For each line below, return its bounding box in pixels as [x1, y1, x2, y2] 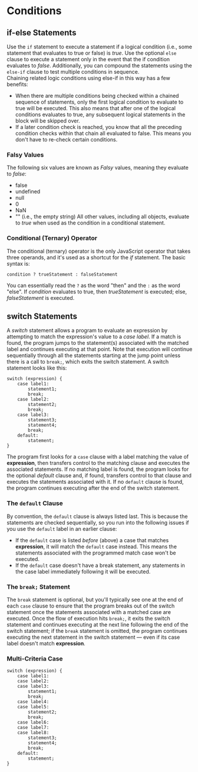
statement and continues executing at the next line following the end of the [6, 621, 189, 628]
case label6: [17, 720, 49, 725]
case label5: [17, 704, 49, 710]
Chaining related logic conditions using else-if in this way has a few [6, 75, 170, 81]
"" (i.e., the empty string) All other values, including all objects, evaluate [15, 213, 190, 220]
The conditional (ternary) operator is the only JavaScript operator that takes [6, 248, 191, 255]
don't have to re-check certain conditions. [15, 136, 118, 143]
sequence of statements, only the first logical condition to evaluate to [15, 98, 184, 105]
